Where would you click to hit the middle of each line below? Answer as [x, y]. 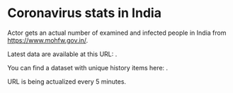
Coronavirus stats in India [84, 13]
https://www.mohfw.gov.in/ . [48, 40]
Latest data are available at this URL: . [62, 54]
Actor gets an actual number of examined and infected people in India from [117, 33]
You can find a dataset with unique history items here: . [88, 67]
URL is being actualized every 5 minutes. [67, 81]
